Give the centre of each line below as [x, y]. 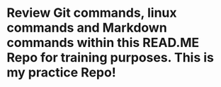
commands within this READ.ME [103, 43]
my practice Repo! [61, 73]
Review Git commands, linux [92, 13]
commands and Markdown [87, 28]
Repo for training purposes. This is [110, 58]
